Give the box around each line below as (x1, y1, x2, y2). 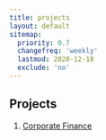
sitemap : (9, 30, 42, 39)
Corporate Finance (22, 120, 93, 131)
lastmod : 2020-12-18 (17, 55, 94, 64)
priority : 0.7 (17, 38, 70, 48)
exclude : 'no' (17, 64, 70, 73)
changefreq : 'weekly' (17, 47, 99, 56)
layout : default (9, 22, 70, 31)
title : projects (9, 13, 70, 22)
